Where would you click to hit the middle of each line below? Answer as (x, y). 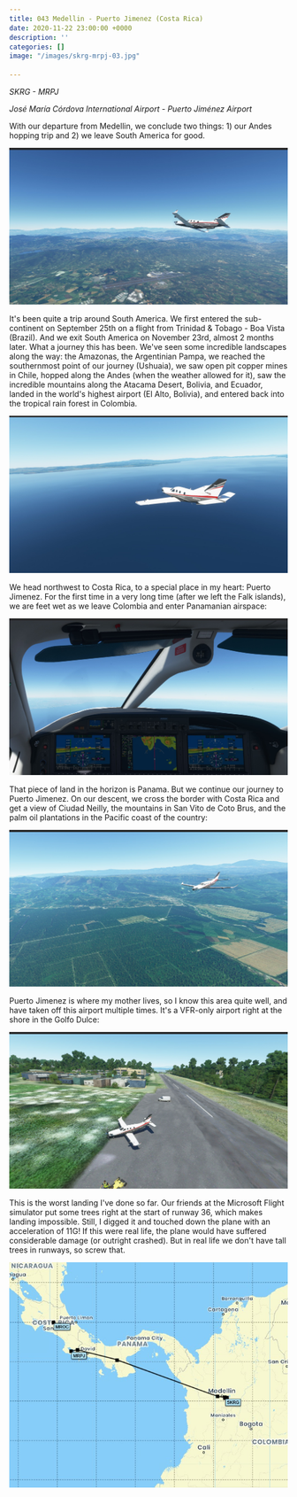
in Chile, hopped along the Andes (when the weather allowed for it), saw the (148, 375)
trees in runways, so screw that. (67, 1250)
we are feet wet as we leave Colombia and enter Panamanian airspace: (138, 606)
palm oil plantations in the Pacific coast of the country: (108, 817)
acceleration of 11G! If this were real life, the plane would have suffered (138, 1230)
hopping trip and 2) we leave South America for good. (107, 136)
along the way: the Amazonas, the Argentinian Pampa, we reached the (137, 356)
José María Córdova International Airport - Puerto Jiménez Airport (131, 109)
